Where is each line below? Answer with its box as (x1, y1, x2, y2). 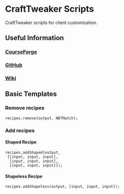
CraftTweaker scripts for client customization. (5, 20, 97, 25)
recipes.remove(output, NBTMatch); (5, 116, 78, 121)
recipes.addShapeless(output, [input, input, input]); (5, 184, 120, 189)
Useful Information (5, 34, 64, 42)
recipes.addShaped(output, (5, 150, 61, 155)
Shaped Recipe (5, 139, 37, 145)
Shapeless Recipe (5, 173, 43, 179)
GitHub (5, 62, 23, 69)
